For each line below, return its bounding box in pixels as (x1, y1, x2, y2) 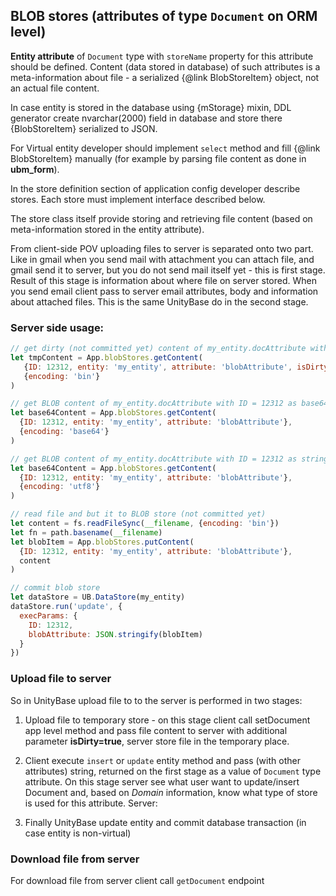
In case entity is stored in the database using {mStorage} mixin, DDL (10, 101, 292, 113)
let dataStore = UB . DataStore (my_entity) (10, 592, 186, 603)
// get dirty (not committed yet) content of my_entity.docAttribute (10, 344, 307, 354)
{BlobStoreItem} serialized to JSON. (10, 122, 158, 134)
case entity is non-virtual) (24, 827, 132, 839)
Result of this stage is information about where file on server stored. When (10, 274, 317, 286)
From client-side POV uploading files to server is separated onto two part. (10, 242, 314, 254)
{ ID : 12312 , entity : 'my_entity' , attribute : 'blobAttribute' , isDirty (23, 362, 329, 372)
